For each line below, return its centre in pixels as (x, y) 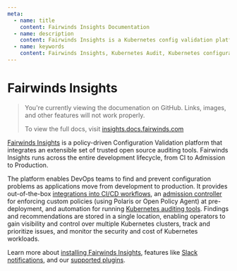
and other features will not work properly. (85, 115)
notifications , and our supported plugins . (66, 260)
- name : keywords (39, 47)
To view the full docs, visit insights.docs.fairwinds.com (104, 128)
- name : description (44, 34)
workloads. (24, 239)
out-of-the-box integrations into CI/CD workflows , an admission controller (115, 193)
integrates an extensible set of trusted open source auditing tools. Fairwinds (118, 150)
